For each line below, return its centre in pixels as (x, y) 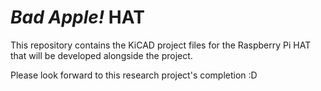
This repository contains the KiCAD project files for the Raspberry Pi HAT (161, 45)
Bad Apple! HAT (77, 17)
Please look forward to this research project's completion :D (134, 75)
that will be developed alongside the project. (101, 55)
